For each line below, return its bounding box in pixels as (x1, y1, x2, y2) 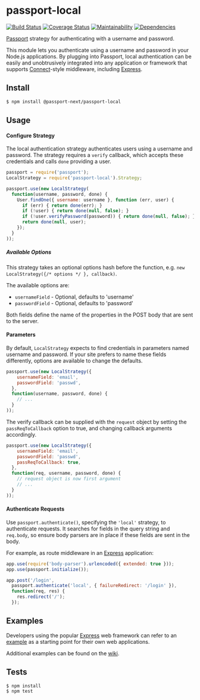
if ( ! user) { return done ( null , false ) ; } (21, 208, 129, 214)
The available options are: (6, 281, 70, 288)
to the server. (6, 317, 39, 324)
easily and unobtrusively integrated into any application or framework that (6, 59, 187, 66)
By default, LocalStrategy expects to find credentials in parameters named (6, 344, 189, 351)
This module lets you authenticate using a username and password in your (6, 46, 189, 54)
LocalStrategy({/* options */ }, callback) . (6, 270, 117, 277)
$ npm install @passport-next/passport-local (6, 99, 121, 105)
